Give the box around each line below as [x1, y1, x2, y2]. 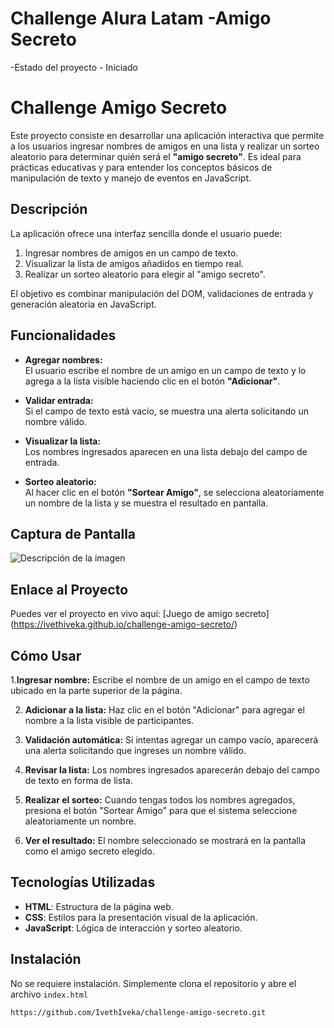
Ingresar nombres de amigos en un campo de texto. [24, 247, 239, 259]
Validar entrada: [24, 394, 94, 406]
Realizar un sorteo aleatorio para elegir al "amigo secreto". [24, 268, 266, 280]
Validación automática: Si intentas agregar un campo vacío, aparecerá [24, 733, 319, 746]
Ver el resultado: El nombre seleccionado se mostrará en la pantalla [24, 834, 306, 846]
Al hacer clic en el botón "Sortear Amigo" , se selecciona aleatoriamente [24, 486, 325, 498]
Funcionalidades [10, 327, 117, 344]
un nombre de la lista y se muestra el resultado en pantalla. [24, 497, 269, 509]
